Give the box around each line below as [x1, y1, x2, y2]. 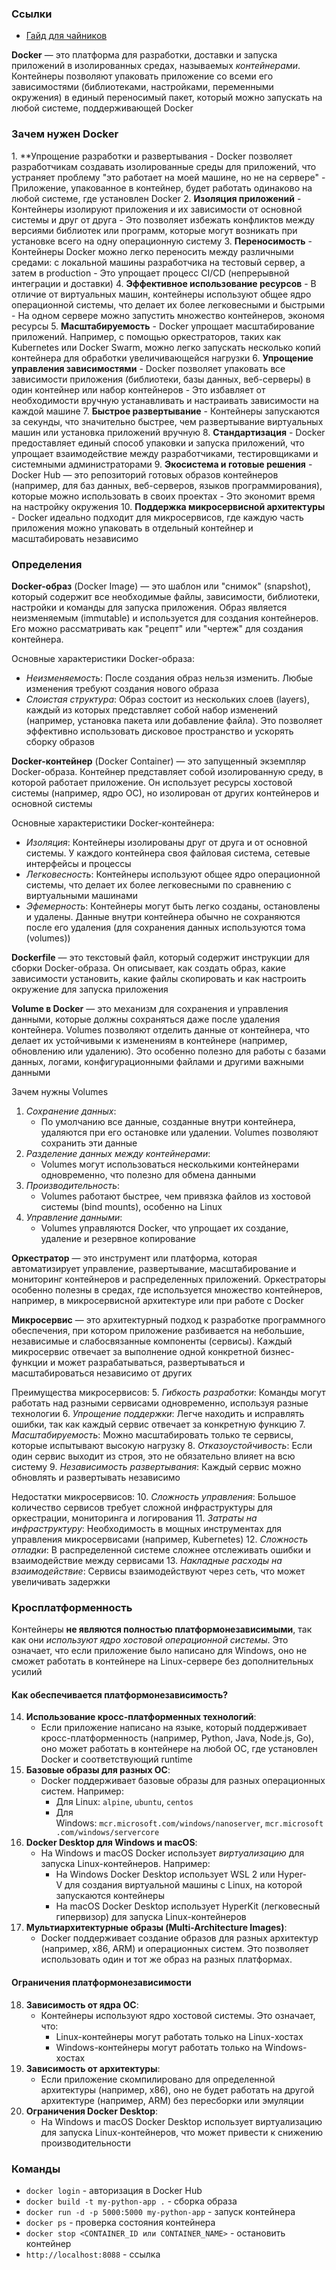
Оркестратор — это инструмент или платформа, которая [11, 1252, 258, 1264]
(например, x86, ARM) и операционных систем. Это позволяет [40, 1943, 309, 1955]
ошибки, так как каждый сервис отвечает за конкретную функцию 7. [11, 1418, 306, 1430]
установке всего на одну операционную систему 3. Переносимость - [11, 235, 313, 247]
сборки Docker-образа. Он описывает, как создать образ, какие [11, 962, 286, 974]
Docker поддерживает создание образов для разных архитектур [40, 1932, 319, 1944]
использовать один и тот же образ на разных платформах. [40, 1953, 293, 1966]
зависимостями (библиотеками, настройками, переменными [11, 81, 274, 93]
